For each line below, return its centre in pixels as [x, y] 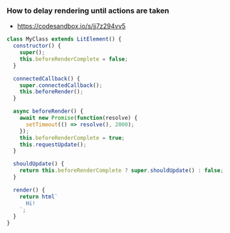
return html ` [39, 197]
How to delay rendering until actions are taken [88, 11]
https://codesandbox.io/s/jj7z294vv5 [71, 26]
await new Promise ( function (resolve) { [79, 118]
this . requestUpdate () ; [53, 145]
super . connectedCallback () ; [61, 85]
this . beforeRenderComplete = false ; [74, 59]
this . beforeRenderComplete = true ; [72, 138]
